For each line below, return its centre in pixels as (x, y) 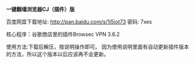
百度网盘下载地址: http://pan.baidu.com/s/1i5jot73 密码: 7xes (79, 22)
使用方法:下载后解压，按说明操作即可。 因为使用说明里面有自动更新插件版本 (97, 47)
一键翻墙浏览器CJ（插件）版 (41, 9)
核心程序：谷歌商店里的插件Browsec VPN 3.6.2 (63, 34)
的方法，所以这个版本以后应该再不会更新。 (58, 54)
